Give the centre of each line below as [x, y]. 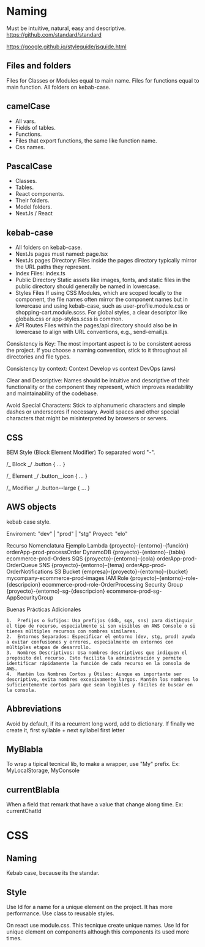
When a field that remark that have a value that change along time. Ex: [95, 804]
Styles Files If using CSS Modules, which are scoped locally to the [99, 293]
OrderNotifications [30, 571]
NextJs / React [34, 214]
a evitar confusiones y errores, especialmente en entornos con [90, 642]
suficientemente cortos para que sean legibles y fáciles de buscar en [99, 685]
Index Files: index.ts [40, 273]
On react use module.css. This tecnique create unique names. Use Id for [98, 926]
